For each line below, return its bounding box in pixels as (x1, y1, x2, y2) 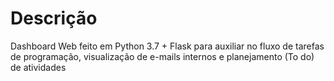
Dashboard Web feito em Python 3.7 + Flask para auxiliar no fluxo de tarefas (10, 40, 325, 52)
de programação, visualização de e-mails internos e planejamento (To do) (10, 50, 315, 62)
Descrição (10, 7, 98, 30)
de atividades (10, 61, 67, 73)
